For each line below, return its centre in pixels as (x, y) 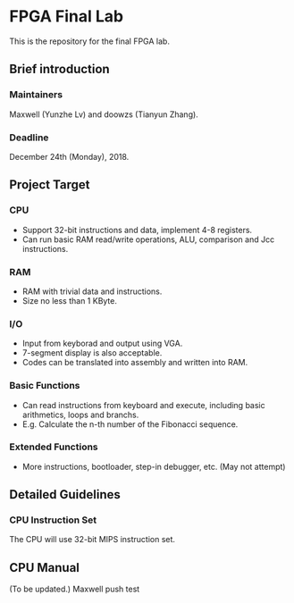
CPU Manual (45, 568)
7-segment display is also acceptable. (92, 353)
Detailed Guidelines (65, 494)
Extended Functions (54, 447)
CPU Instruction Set (53, 520)
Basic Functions (45, 386)
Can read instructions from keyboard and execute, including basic (143, 405)
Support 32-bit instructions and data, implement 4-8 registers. (137, 230)
